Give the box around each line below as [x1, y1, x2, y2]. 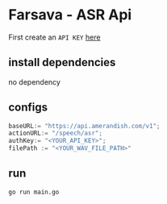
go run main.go [8, 188, 60, 196]
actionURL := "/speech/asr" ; [8, 129, 103, 138]
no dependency [8, 77, 61, 86]
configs [8, 101, 48, 114]
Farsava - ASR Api [8, 6, 132, 24]
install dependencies [8, 56, 116, 69]
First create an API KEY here [8, 32, 101, 42]
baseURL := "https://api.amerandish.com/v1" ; [8, 122, 161, 130]
